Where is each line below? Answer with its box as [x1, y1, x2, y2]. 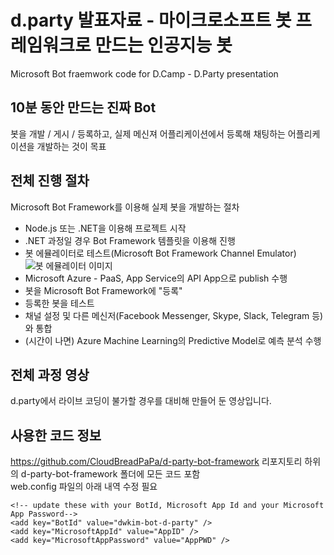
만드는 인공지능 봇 [94, 34, 233, 57]
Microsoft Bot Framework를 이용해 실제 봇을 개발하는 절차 [10, 201, 240, 213]
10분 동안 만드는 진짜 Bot [10, 99, 157, 116]
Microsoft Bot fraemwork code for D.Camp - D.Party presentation [10, 67, 279, 80]
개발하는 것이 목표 [36, 140, 107, 152]
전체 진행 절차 [10, 172, 90, 190]
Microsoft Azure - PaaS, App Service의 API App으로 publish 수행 [24, 272, 288, 284]
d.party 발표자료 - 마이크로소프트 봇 [10, 9, 292, 32]
